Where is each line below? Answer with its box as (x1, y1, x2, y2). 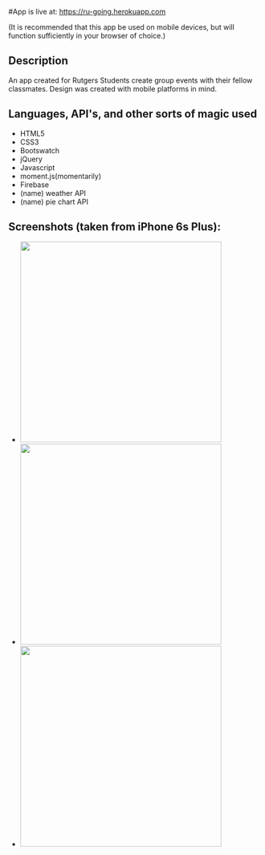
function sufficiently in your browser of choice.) (8, 31, 166, 40)
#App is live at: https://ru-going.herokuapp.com (8, 7, 166, 16)
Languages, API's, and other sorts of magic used (8, 108, 258, 121)
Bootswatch (19, 145, 60, 155)
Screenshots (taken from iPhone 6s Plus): (8, 220, 222, 234)
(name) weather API (19, 188, 87, 197)
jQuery (19, 154, 43, 164)
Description (8, 54, 68, 67)
